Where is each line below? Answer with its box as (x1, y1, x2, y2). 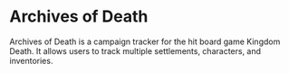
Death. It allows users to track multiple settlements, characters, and (9, 45, 261, 56)
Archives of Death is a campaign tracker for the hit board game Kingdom (9, 36, 281, 47)
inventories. (9, 55, 53, 66)
